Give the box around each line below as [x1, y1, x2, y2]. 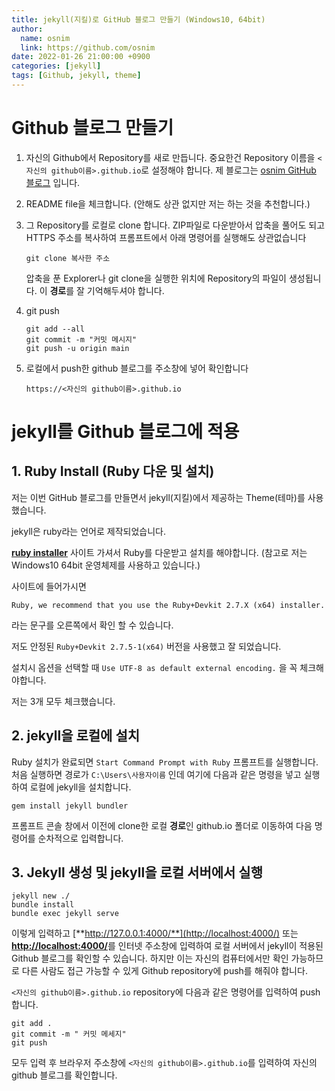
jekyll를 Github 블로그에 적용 [11, 421, 240, 443]
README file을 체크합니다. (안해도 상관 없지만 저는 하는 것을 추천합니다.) [25, 197, 311, 210]
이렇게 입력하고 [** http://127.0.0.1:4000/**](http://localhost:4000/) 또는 [11, 927, 299, 940]
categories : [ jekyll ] [11, 61, 102, 71]
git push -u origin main [25, 343, 130, 353]
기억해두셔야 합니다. [86, 284, 165, 296]
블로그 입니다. [25, 176, 81, 188]
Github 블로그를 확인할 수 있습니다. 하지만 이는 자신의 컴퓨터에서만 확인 [11, 952, 289, 965]
